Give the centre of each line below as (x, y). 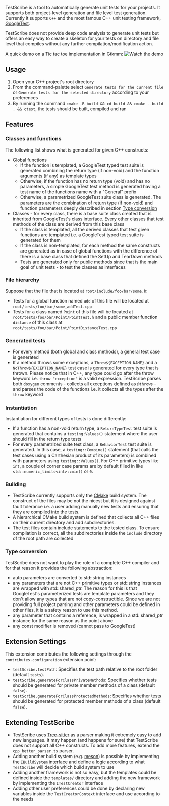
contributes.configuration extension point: (51, 659)
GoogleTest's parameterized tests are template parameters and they (83, 593)
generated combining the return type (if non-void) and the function (90, 170)
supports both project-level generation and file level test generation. (76, 13)
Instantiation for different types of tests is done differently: (66, 419)
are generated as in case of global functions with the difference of (89, 251)
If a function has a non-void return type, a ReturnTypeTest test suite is (85, 428)
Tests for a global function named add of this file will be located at (81, 300)
